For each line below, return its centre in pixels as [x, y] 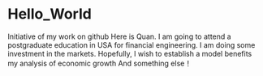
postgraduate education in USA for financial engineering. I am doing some [131, 44]
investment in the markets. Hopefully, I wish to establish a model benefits [130, 53]
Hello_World [50, 14]
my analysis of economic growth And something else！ [100, 63]
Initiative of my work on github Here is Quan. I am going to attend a [120, 36]
